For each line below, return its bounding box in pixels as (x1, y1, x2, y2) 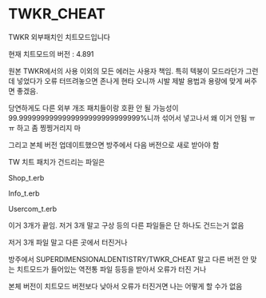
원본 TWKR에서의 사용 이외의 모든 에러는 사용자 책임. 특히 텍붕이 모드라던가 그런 (8, 66, 259, 76)
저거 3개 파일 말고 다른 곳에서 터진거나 (8, 237, 128, 247)
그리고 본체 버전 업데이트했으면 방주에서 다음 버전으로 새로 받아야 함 (8, 140, 220, 149)
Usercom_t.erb (8, 204, 58, 213)
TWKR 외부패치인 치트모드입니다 (8, 32, 110, 42)
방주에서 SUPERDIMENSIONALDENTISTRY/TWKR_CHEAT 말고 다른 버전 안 (8, 254, 249, 264)
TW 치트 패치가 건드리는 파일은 (8, 157, 105, 166)
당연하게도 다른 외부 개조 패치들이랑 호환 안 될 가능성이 (8, 103, 179, 113)
